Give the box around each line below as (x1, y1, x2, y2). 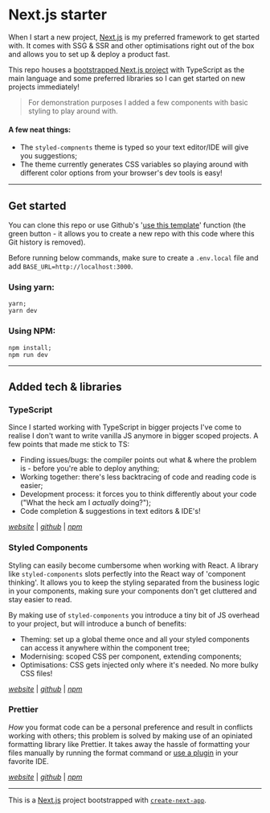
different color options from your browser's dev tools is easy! (19, 168, 223, 178)
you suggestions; (19, 151, 78, 161)
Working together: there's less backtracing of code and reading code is (19, 472, 257, 482)
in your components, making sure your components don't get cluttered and (8, 585, 257, 596)
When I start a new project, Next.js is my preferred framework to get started (8, 32, 260, 42)
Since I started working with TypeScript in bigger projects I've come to (8, 422, 242, 432)
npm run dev (8, 351, 48, 359)
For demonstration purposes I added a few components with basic (27, 97, 248, 107)
